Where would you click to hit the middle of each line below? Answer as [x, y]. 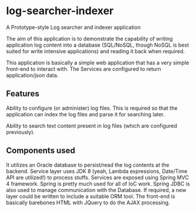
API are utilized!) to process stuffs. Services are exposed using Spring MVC [98, 177]
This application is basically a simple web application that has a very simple [98, 63]
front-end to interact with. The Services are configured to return [84, 69]
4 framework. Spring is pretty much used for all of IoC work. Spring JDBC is [98, 184]
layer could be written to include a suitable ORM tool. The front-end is [91, 196]
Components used [41, 151]
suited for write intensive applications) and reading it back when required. [96, 51]
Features [23, 94]
